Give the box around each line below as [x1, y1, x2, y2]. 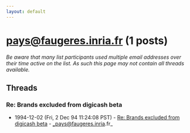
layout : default [6, 8, 46, 15]
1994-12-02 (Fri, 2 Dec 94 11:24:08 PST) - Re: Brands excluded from [14, 114, 180, 121]
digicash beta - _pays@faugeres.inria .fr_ [14, 120, 113, 127]
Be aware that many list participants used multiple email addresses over [6, 54, 182, 61]
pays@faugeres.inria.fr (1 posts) [6, 34, 168, 47]
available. [6, 66, 30, 73]
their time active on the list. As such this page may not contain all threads [6, 59, 185, 66]
